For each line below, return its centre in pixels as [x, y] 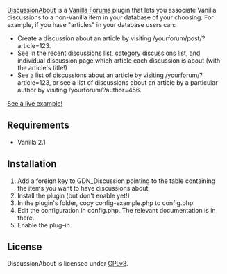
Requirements [38, 126]
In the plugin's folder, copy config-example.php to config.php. [106, 203]
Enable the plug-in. [44, 225]
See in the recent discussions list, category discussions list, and [109, 53]
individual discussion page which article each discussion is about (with [119, 61]
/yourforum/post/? [179, 38]
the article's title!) [42, 68]
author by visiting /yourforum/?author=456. [79, 90]
